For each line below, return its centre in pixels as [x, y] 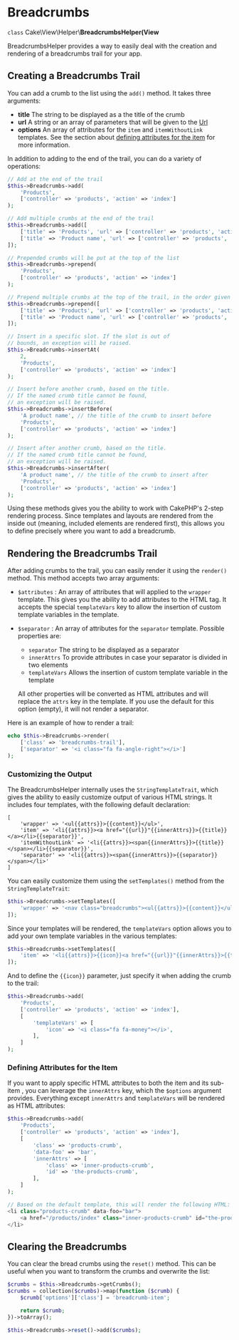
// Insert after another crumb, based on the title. [87, 448]
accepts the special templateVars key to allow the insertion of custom [119, 607]
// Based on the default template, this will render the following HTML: [119, 1205]
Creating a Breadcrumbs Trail [74, 76]
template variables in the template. [68, 615]
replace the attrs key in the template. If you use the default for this [116, 702]
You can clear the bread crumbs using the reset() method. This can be [112, 1264]
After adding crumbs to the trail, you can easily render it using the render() [117, 571]
